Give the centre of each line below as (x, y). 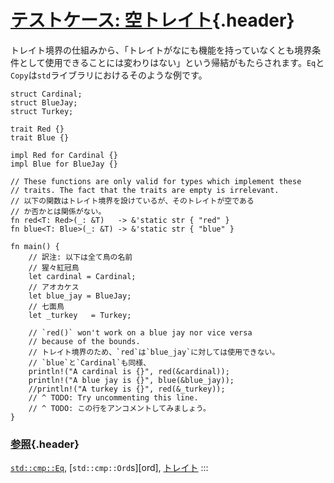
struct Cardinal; (46, 94)
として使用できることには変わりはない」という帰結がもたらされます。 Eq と (171, 62)
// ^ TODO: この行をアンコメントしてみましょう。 (119, 408)
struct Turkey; (42, 111)
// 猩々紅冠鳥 (54, 267)
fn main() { (35, 246)
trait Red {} (37, 129)
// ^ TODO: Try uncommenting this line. (113, 397)
